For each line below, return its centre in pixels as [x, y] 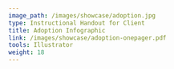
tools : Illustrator [41, 45]
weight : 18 [26, 52]
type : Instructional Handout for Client [77, 23]
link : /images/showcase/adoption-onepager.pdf [87, 38]
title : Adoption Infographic [57, 30]
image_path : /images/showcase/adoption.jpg [82, 15]
